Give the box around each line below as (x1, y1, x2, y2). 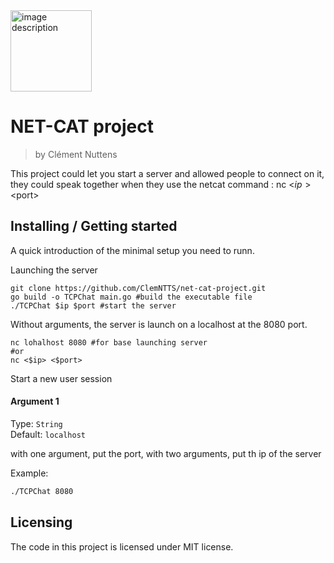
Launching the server (10, 264, 98, 276)
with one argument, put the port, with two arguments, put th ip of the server (10, 447, 322, 459)
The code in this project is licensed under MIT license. (10, 540, 234, 553)
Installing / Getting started (10, 218, 178, 235)
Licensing (10, 514, 73, 531)
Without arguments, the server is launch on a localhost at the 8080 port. (10, 318, 308, 330)
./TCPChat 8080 (10, 486, 74, 496)
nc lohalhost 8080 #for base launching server (10, 337, 208, 348)
